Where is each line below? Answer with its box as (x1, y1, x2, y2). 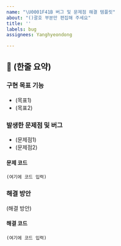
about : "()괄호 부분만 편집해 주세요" (6, 15, 91, 21)
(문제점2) (15, 144, 38, 151)
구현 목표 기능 (6, 81, 45, 90)
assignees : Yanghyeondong (6, 32, 72, 38)
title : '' (6, 20, 32, 26)
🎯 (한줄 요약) (6, 61, 51, 72)
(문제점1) (15, 136, 37, 144)
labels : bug (6, 26, 37, 33)
